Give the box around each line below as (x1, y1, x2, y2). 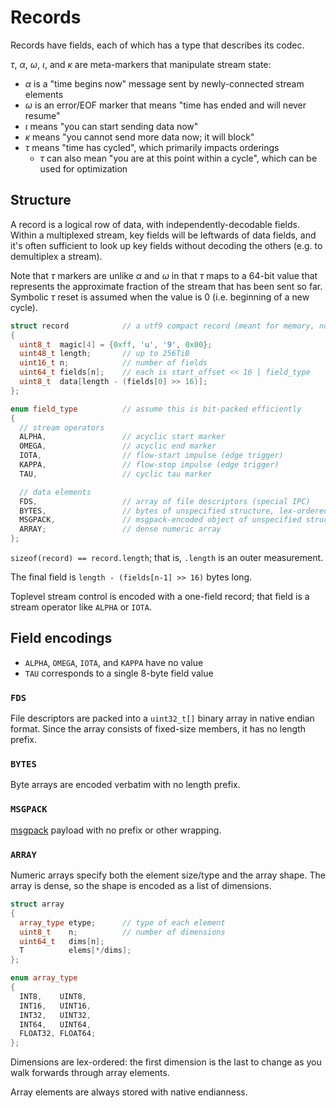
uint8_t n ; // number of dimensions (19, 927, 226, 937)
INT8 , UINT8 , (19, 991, 87, 1001)
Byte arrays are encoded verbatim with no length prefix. (10, 779, 241, 791)
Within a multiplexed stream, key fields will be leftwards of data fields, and (10, 229, 317, 241)
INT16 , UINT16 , (19, 1001, 92, 1011)
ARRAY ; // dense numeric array (19, 524, 222, 535)
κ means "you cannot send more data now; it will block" (24, 131, 255, 143)
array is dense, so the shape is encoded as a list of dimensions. (10, 880, 272, 891)
